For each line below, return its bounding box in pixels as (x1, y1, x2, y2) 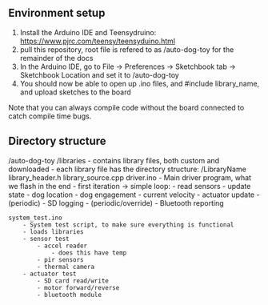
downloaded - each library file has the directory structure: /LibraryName (8, 164, 246, 174)
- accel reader (37, 242, 88, 250)
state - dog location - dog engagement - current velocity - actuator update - (8, 190, 260, 199)
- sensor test (22, 235, 70, 243)
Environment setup (8, 6, 106, 20)
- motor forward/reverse (37, 283, 120, 291)
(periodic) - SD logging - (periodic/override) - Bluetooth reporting (8, 198, 224, 207)
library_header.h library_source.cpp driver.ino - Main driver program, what (8, 172, 252, 183)
